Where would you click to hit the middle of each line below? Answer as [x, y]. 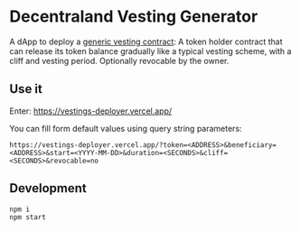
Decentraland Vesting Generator [134, 17]
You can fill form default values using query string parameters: [126, 128]
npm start [28, 217]
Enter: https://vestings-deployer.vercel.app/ [91, 111]
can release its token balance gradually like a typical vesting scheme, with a [150, 51]
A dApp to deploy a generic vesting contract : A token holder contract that [146, 42]
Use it [26, 89]
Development [48, 188]
